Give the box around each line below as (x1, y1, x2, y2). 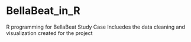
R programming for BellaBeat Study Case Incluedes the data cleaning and (6, 23, 185, 30)
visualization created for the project (6, 29, 93, 36)
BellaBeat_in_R (6, 4, 81, 17)
